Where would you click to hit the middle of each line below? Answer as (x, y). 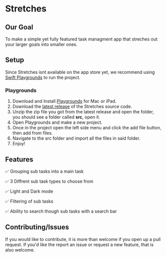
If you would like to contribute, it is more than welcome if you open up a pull (83, 239)
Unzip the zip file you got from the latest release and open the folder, (83, 112)
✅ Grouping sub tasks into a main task (44, 171)
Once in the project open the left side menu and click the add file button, (87, 128)
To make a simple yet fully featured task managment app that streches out (82, 39)
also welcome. (20, 250)
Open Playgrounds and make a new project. (57, 122)
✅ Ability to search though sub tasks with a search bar (61, 211)
